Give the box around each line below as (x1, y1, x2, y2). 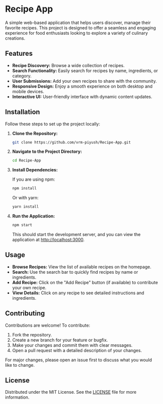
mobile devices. (12, 88, 45, 94)
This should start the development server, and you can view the (12, 231, 141, 237)
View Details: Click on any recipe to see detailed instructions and (12, 290, 144, 296)
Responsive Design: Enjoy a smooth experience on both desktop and (12, 83, 153, 89)
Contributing (5, 309, 45, 318)
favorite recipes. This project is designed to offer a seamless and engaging (5, 24, 156, 30)
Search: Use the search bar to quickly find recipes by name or (12, 269, 139, 275)
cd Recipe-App (12, 158, 41, 163)
